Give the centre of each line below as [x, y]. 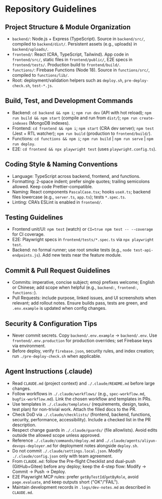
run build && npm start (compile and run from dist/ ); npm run [75, 118]
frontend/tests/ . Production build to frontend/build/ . [66, 65]
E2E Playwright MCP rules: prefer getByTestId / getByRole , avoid [75, 477]
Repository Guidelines [51, 9]
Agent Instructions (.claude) [49, 372]
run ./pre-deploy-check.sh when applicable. [56, 356]
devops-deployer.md [32, 446]
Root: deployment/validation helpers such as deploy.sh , [68, 80]
